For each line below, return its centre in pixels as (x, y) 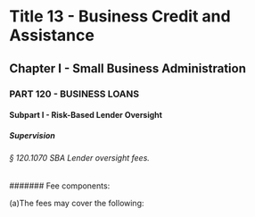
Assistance (52, 35)
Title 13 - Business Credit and (120, 17)
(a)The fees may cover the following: (77, 203)
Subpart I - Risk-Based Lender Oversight (86, 115)
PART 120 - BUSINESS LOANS (74, 94)
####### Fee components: (60, 186)
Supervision (33, 135)
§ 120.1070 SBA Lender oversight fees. (79, 158)
